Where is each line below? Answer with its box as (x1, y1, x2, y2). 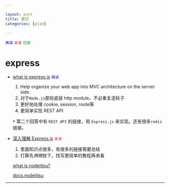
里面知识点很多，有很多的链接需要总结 (20, 146, 100, 152)
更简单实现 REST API (20, 108, 64, 114)
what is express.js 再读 (12, 74, 59, 80)
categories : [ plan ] (5, 21, 47, 26)
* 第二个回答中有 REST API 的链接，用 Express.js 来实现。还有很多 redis (12, 118, 162, 124)
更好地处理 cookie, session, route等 (20, 102, 95, 108)
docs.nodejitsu (12, 172, 44, 178)
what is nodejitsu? (12, 163, 51, 169)
